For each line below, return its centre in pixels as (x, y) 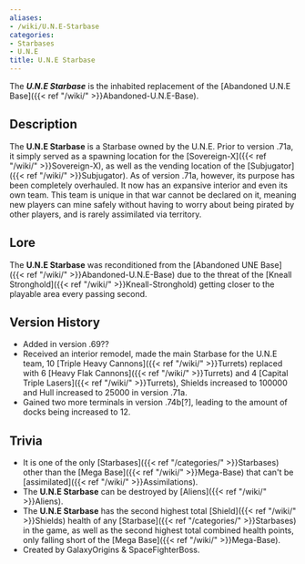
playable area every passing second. (78, 293)
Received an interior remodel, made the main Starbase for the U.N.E (150, 354)
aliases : (26, 18)
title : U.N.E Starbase (52, 60)
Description (43, 124)
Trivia (26, 441)
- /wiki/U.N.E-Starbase (55, 26)
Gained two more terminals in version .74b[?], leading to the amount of (155, 403)
